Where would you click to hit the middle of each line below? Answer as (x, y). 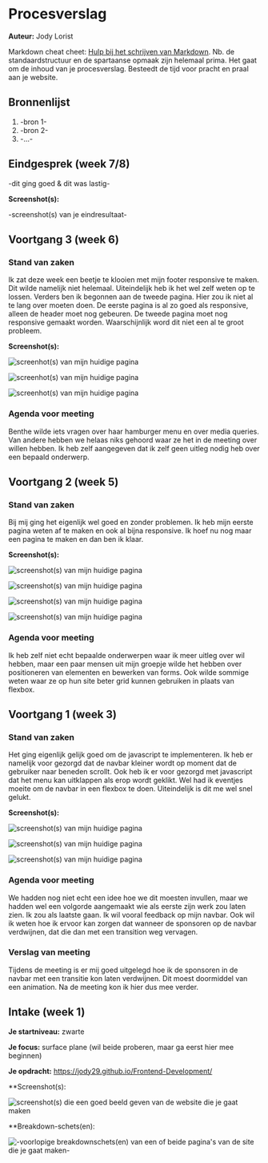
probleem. (25, 331)
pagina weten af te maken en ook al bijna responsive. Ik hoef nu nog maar (130, 531)
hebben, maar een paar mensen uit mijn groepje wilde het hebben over (125, 664)
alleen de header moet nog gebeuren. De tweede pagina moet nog (118, 314)
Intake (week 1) (47, 1012)
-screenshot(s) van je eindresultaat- (68, 214)
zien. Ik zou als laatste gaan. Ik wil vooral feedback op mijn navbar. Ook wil (131, 915)
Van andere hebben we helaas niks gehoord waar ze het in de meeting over (133, 440)
